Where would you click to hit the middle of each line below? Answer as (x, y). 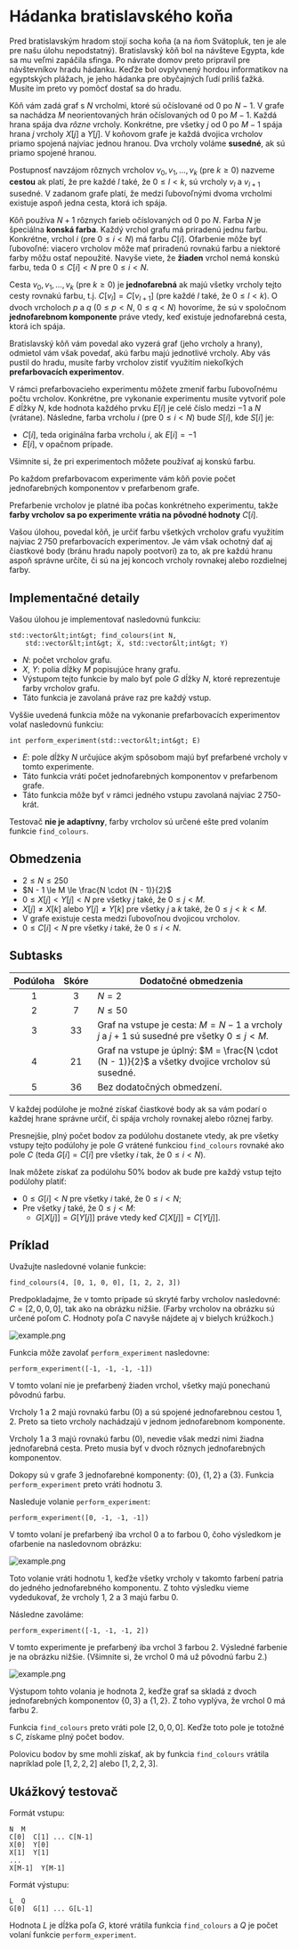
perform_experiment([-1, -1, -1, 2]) (79, 1631)
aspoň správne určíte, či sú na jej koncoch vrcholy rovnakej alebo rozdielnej (148, 560)
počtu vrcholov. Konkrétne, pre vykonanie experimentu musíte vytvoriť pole (148, 399)
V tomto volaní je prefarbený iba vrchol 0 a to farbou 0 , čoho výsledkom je (145, 1534)
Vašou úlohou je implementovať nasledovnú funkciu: (105, 619)
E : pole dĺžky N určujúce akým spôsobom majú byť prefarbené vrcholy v (154, 757)
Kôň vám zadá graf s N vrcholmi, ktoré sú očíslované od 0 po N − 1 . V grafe (147, 105)
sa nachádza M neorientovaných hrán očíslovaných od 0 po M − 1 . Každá (143, 115)
